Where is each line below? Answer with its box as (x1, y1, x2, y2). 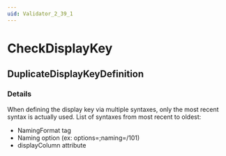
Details (7, 89, 32, 99)
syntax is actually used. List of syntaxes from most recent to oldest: (7, 113, 202, 121)
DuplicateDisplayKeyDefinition (7, 68, 144, 80)
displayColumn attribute (17, 141, 86, 149)
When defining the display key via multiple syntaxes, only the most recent (7, 105, 219, 113)
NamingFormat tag (17, 126, 72, 134)
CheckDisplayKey (7, 40, 113, 56)
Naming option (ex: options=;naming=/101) (17, 134, 140, 142)
